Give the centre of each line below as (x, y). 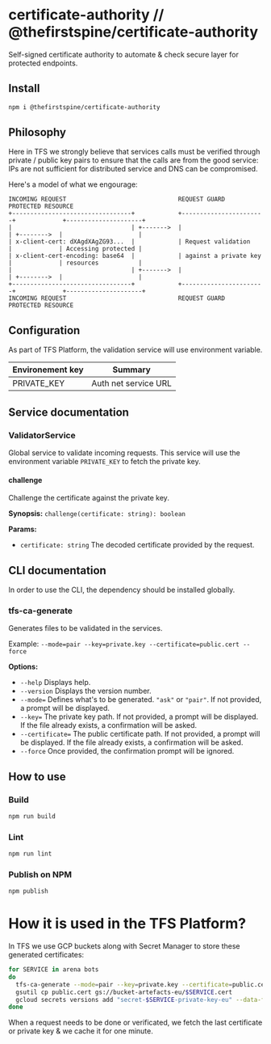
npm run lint (30, 854)
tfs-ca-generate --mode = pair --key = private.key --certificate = (124, 984)
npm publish (28, 891)
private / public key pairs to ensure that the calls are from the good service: (133, 160)
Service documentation (69, 412)
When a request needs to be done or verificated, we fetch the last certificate (135, 1023)
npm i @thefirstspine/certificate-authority (84, 107)
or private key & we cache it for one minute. (81, 1031)
